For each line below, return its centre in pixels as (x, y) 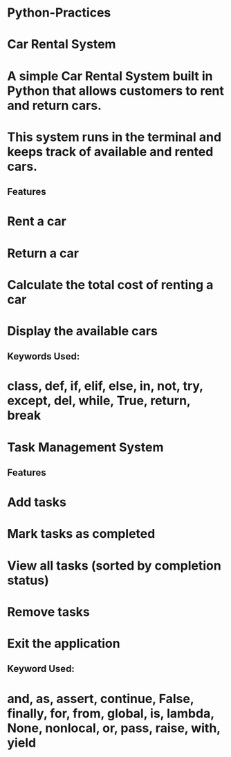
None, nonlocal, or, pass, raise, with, (114, 728)
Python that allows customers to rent (116, 91)
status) (28, 580)
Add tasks (37, 502)
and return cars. (55, 105)
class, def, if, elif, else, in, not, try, (105, 386)
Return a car (43, 253)
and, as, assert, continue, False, (101, 699)
